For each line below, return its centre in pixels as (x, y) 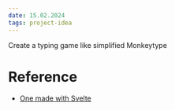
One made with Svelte (56, 98)
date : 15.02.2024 (37, 15)
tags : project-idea (40, 23)
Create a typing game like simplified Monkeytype (88, 45)
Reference (43, 77)
